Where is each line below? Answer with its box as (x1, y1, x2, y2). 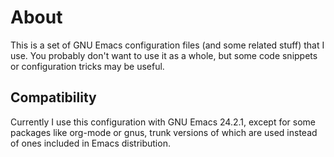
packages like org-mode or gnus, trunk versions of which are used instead (10, 126, 318, 138)
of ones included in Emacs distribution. (10, 137, 171, 149)
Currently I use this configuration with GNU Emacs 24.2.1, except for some (10, 116, 316, 128)
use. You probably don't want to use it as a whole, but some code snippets (10, 49, 318, 61)
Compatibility (10, 89, 97, 106)
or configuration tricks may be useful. (10, 60, 165, 72)
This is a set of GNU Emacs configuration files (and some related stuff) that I (10, 39, 325, 51)
